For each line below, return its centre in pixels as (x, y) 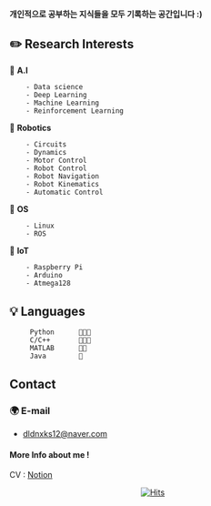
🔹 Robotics (30, 128)
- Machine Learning (63, 103)
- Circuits (46, 145)
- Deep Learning (57, 96)
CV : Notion (31, 475)
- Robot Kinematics (63, 185)
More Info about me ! (50, 454)
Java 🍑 (56, 356)
